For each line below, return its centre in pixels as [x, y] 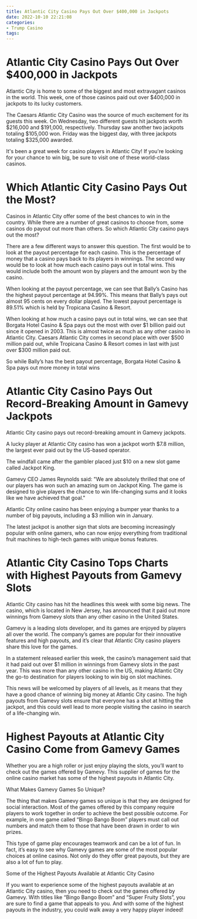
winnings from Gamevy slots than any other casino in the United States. [92, 616]
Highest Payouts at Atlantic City [85, 737]
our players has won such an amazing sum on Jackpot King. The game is [94, 485]
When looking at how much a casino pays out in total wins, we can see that [97, 319]
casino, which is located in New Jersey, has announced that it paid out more [98, 610]
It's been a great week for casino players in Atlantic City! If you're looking [95, 151]
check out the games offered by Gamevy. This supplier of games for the [93, 772]
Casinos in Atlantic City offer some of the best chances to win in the [88, 216]
